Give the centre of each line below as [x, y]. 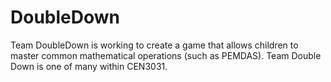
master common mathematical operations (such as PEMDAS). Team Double [166, 55]
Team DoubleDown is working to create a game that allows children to [154, 45]
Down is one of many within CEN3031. [89, 66]
